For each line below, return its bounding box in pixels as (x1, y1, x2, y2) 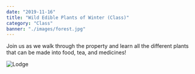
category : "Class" (6, 20, 53, 26)
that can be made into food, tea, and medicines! (6, 49, 127, 56)
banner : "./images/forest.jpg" (6, 25, 86, 32)
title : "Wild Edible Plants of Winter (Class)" (6, 15, 130, 21)
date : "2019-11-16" (6, 8, 56, 15)
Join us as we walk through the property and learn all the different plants (6, 42, 189, 50)
